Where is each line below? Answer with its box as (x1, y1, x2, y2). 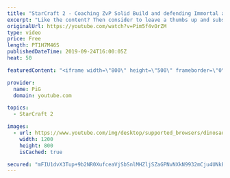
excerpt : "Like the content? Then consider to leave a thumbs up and (7, 16, 210, 23)
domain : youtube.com (13, 92, 72, 99)
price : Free (7, 36, 41, 42)
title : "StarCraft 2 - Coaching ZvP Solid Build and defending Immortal (7, 10, 219, 17)
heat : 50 (7, 55, 32, 62)
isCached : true (19, 149, 63, 155)
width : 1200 (19, 136, 53, 142)
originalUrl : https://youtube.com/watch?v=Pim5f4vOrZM (7, 23, 167, 29)
